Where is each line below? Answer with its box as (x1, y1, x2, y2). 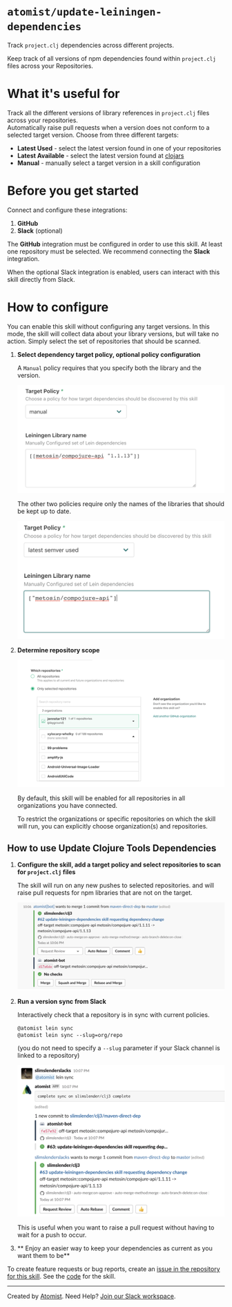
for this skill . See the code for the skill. (7, 1272, 116, 1281)
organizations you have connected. (17, 802, 118, 810)
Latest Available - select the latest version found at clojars (17, 151, 184, 159)
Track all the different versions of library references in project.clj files (7, 108, 210, 117)
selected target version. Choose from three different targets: (7, 130, 179, 139)
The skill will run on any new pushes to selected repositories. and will (17, 881, 215, 890)
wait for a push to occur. (17, 1231, 87, 1239)
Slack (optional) (17, 226, 64, 235)
